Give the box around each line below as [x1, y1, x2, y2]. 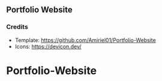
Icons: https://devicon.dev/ [14, 43, 82, 50]
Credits [6, 23, 28, 31]
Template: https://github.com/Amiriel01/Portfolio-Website [14, 36, 156, 44]
